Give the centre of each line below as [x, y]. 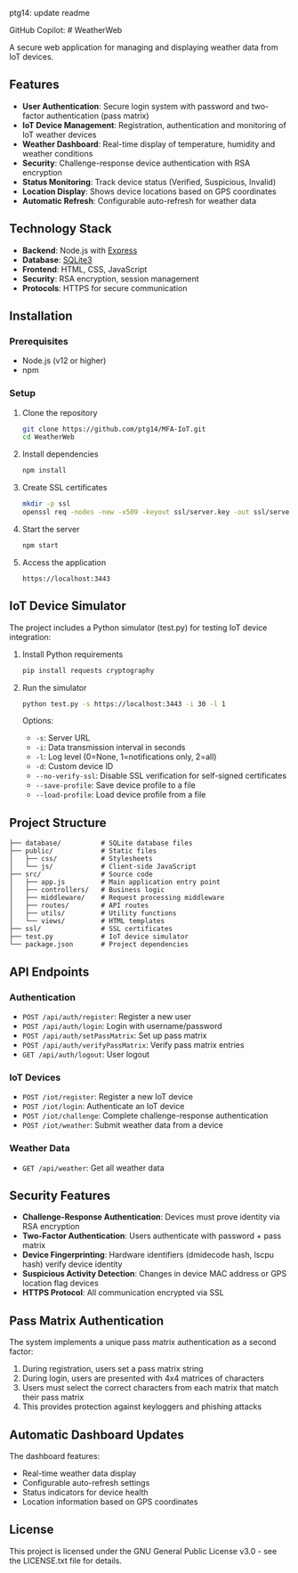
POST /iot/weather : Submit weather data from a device [123, 1125]
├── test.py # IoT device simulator [99, 937]
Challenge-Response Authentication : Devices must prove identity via [151, 1217]
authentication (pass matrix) [97, 116]
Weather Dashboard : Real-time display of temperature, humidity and [149, 144]
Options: [38, 721]
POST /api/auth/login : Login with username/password [122, 1026]
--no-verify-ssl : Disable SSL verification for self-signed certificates [161, 776]
